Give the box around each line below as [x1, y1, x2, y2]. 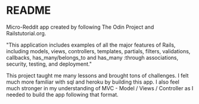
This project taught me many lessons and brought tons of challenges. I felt [6, 72, 189, 79]
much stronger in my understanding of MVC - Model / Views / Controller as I [6, 84, 194, 91]
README [6, 4, 51, 17]
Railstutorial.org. [6, 29, 46, 36]
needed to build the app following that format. [6, 91, 119, 98]
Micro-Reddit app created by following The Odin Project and [6, 23, 154, 30]
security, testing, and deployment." [6, 60, 92, 68]
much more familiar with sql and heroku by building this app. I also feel [6, 78, 180, 85]
